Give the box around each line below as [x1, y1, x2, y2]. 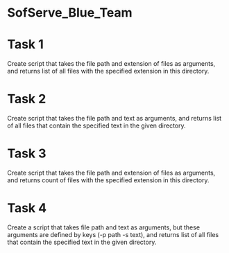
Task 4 [7, 200, 47, 216]
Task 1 [7, 37, 44, 53]
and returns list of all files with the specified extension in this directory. [7, 67, 210, 76]
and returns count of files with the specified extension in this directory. [7, 176, 210, 184]
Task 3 [7, 146, 46, 162]
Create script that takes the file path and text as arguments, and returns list [7, 114, 222, 123]
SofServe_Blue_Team [7, 5, 133, 21]
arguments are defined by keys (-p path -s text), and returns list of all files [7, 230, 219, 238]
